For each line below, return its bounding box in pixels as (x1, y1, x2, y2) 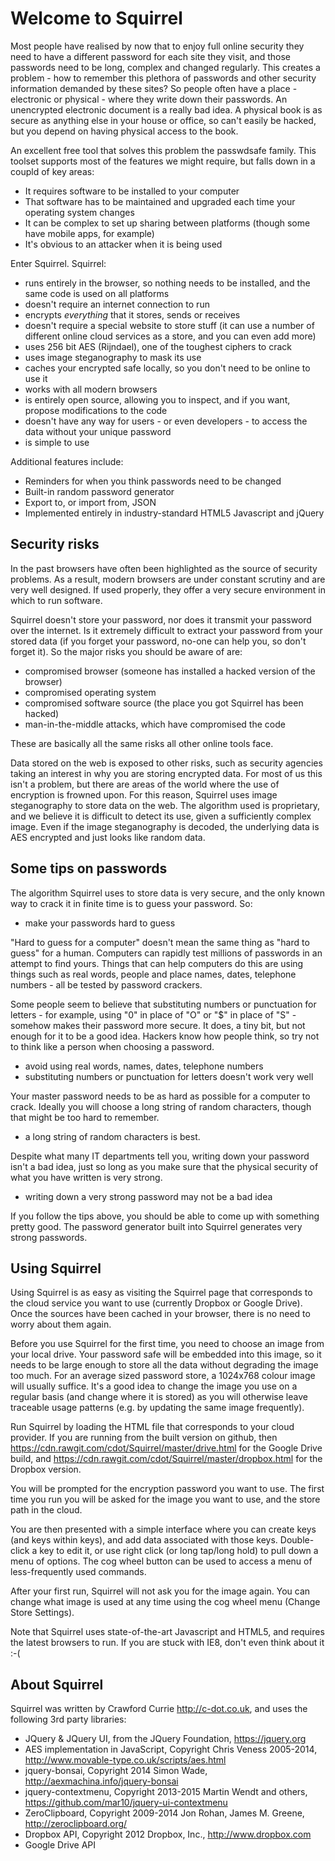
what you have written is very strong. (10, 1171, 163, 1183)
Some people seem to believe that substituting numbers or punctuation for (10, 998, 317, 1010)
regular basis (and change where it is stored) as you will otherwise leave (10, 1391, 308, 1403)
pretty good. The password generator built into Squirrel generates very (10, 1220, 303, 1232)
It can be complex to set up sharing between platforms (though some (24, 217, 311, 229)
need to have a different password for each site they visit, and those (10, 50, 291, 62)
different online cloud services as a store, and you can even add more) (24, 330, 317, 342)
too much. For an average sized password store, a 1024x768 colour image (10, 1370, 316, 1382)
